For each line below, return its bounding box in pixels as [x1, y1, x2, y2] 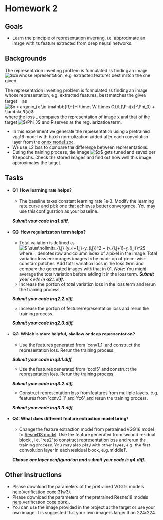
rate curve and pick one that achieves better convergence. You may [19, 203, 156, 209]
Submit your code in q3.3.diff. [12, 405, 74, 410]
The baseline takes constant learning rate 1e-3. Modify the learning [19, 198, 154, 204]
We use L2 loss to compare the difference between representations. [12, 144, 149, 150]
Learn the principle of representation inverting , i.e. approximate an [12, 35, 145, 41]
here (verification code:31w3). [12, 489, 72, 495]
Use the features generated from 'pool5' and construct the [19, 366, 137, 371]
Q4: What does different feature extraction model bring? [12, 416, 129, 422]
